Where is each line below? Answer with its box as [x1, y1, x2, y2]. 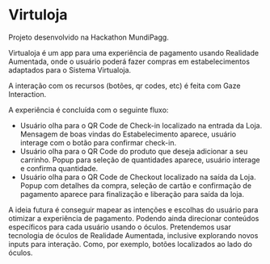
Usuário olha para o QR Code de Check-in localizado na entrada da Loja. [19, 120, 263, 130]
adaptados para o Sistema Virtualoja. [8, 65, 132, 74]
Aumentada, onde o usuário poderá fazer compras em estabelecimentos [8, 57, 251, 66]
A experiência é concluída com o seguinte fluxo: [8, 105, 169, 115]
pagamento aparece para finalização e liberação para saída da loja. [19, 189, 245, 199]
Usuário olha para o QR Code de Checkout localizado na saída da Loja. [19, 172, 256, 182]
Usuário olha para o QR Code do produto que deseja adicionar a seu [19, 146, 248, 156]
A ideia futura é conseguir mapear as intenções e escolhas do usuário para [8, 204, 259, 215]
